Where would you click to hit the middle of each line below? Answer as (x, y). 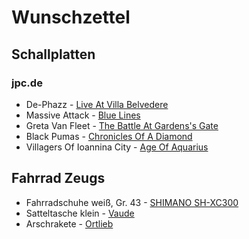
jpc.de (27, 83)
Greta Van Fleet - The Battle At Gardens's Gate (122, 125)
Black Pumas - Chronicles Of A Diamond (109, 136)
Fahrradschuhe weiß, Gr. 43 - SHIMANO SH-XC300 (132, 202)
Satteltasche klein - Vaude (80, 213)
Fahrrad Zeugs (58, 178)
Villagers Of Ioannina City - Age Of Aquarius (117, 147)
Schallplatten (53, 54)
